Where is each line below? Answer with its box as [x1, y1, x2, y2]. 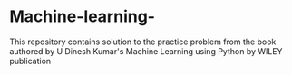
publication [9, 55, 52, 66]
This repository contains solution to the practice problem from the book [9, 36, 277, 47]
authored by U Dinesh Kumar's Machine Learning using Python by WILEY [9, 45, 283, 56]
